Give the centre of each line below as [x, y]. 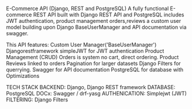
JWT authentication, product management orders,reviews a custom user [94, 21]
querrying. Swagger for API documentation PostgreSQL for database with [95, 69]
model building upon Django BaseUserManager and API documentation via [96, 27]
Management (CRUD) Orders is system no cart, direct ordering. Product [92, 57]
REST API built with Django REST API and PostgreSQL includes [109, 15]
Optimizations [23, 76]
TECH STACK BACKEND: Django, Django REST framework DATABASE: [91, 87]
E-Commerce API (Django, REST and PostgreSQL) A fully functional [88, 8]
